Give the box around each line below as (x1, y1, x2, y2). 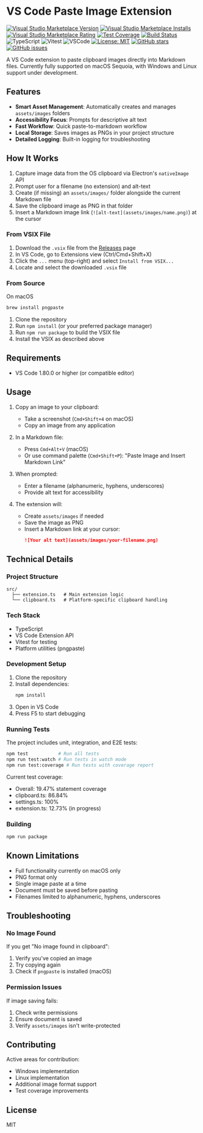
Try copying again (15, 961, 61, 968)
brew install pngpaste (6, 305, 64, 311)
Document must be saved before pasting (15, 886, 118, 894)
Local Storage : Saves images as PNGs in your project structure (15, 129, 174, 136)
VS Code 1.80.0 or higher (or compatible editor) (15, 369, 135, 376)
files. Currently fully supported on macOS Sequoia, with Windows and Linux (6, 62, 197, 70)
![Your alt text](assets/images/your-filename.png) (24, 537, 158, 543)
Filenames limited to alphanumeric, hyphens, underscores (15, 892, 161, 900)
